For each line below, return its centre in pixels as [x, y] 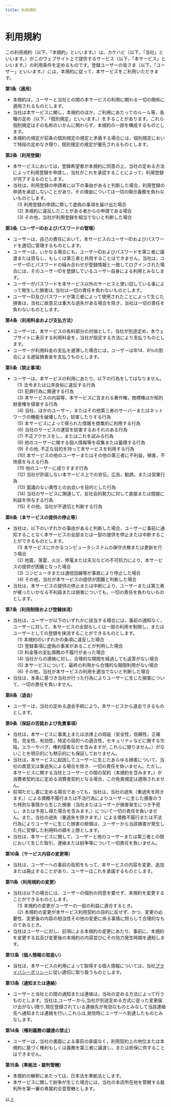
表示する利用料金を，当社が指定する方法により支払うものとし [100, 337]
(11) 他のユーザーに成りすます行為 [53, 468]
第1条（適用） [20, 89]
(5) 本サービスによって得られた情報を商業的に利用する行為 [79, 423]
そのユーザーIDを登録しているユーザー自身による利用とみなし [95, 271]
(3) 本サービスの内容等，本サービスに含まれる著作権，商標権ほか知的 [90, 398]
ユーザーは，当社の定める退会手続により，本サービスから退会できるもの [88, 706]
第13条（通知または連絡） [32, 983]
